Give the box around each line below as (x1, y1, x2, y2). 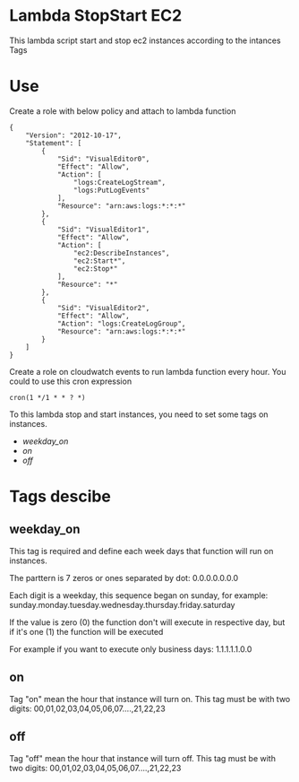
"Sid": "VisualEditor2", (56, 303, 150, 312)
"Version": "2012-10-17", (25, 131, 123, 140)
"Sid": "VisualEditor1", (56, 225, 150, 234)
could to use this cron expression (9, 376, 132, 387)
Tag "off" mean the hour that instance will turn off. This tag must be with (9, 752, 276, 763)
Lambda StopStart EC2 (9, 5, 183, 26)
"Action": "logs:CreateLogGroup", (56, 319, 186, 328)
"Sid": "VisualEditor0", (56, 154, 150, 163)
